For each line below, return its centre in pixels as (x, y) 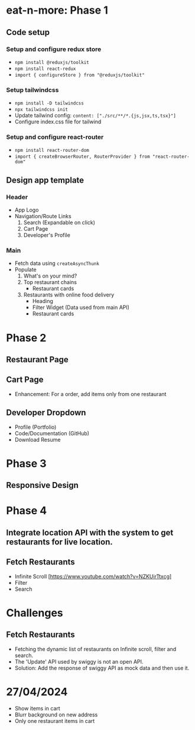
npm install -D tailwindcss (49, 103)
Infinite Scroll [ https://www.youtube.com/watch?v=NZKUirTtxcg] (93, 576)
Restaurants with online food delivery (69, 295)
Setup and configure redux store (54, 49)
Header (17, 197)
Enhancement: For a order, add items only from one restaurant (90, 394)
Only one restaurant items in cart (55, 721)
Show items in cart (37, 708)
